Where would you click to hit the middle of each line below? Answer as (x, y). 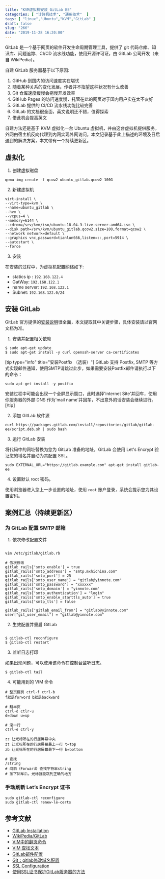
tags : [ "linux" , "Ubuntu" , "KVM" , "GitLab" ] (50, 19)
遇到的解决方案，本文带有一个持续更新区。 (48, 140)
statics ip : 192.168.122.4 (37, 277)
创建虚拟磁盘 (25, 170)
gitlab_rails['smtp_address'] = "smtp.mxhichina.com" (61, 572)
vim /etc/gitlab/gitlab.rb (33, 554)
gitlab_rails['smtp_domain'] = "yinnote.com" (52, 589)
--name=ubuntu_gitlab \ (29, 207)
